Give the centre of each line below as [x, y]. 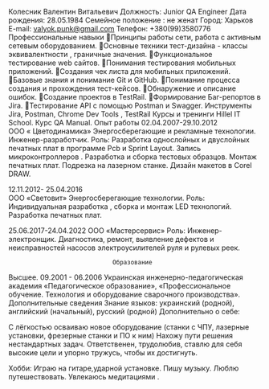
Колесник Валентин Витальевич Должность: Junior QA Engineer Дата [128, 12]
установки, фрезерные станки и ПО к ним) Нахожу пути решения [121, 336]
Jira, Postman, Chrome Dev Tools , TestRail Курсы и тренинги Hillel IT [124, 114]
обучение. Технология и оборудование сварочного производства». [124, 294]
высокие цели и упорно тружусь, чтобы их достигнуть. [103, 352]
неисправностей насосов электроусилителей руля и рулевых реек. [124, 248]
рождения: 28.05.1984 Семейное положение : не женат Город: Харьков [131, 20]
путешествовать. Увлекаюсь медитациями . [84, 377]
